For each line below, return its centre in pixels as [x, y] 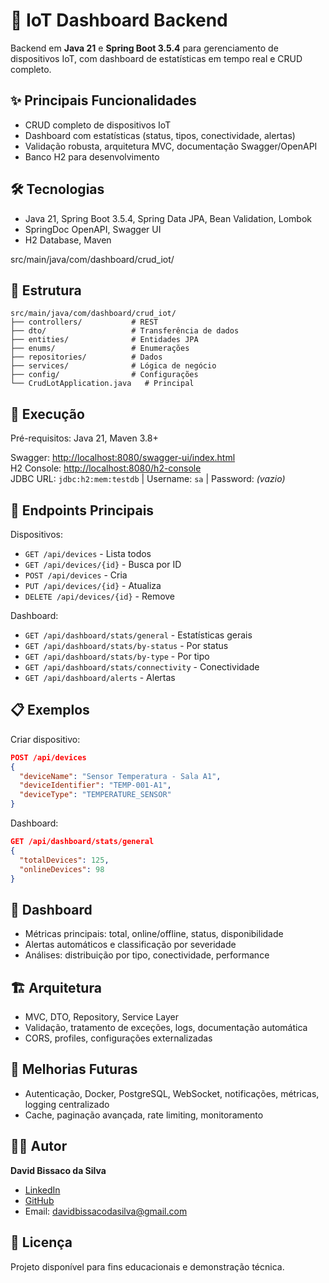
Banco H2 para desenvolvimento [92, 156]
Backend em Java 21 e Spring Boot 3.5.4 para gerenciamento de [144, 48]
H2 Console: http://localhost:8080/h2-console [106, 468]
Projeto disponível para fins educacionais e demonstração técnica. [147, 1266]
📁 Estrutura [46, 290]
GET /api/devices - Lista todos [88, 553]
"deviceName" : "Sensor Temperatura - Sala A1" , [120, 776]
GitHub [39, 1200]
